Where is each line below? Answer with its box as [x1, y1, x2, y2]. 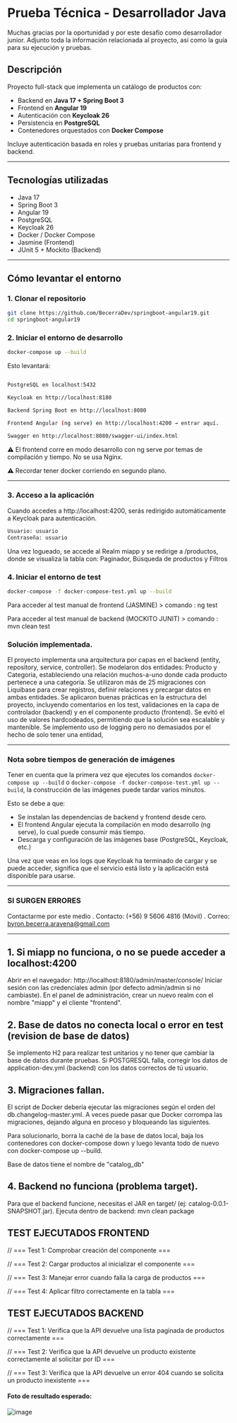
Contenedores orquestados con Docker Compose [17, 126, 164, 135]
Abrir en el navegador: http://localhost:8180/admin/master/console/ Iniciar [7, 976, 223, 984]
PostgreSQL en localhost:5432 [7, 381, 97, 389]
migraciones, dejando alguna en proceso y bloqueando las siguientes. [7, 1118, 211, 1126]
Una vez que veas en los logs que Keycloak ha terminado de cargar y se [7, 857, 217, 865]
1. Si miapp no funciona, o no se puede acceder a [7, 946, 226, 958]
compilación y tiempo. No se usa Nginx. [7, 453, 123, 461]
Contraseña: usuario [7, 534, 68, 541]
